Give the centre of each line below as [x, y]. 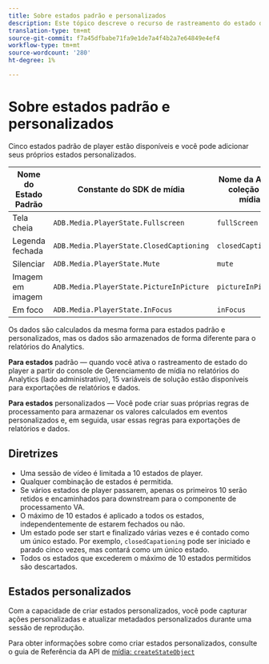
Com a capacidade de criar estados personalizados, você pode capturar [128, 611]
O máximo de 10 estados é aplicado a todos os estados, [112, 515]
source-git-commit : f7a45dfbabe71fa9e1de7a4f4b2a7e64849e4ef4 [114, 38]
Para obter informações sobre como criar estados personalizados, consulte [133, 643]
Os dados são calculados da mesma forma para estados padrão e [117, 330]
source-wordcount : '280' [50, 53]
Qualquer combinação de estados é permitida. [96, 482]
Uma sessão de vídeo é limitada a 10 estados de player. [111, 473]
